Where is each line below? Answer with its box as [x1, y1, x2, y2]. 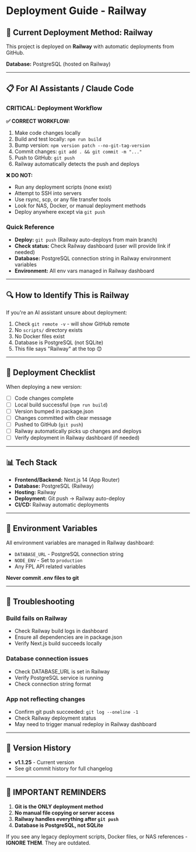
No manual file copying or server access [14, 809, 115, 816]
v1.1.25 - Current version [14, 758, 75, 765]
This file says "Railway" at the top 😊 [14, 345, 102, 352]
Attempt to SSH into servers [14, 189, 82, 197]
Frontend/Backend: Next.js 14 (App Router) [14, 476, 120, 483]
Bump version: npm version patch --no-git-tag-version [14, 142, 150, 149]
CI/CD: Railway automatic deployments [14, 501, 109, 508]
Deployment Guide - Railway [6, 4, 147, 18]
